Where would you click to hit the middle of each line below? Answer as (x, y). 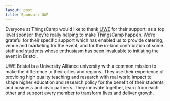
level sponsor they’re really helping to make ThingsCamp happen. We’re (80, 35)
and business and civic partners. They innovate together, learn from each (82, 87)
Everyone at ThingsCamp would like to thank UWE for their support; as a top (85, 29)
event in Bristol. (22, 56)
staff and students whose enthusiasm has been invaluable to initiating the (82, 51)
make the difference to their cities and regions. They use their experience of (85, 71)
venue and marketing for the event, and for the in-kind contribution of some (84, 45)
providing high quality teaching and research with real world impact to (78, 77)
